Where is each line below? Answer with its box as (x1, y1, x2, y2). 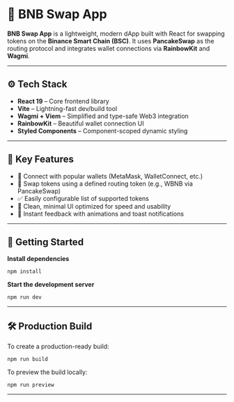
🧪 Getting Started (7, 236, 84, 248)
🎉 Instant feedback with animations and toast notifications (17, 209, 185, 218)
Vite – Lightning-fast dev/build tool (17, 104, 118, 112)
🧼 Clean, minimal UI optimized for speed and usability (17, 202, 171, 210)
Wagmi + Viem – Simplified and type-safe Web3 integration (17, 112, 189, 120)
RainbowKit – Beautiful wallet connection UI (17, 119, 144, 128)
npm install (7, 268, 42, 275)
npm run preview (7, 382, 54, 389)
